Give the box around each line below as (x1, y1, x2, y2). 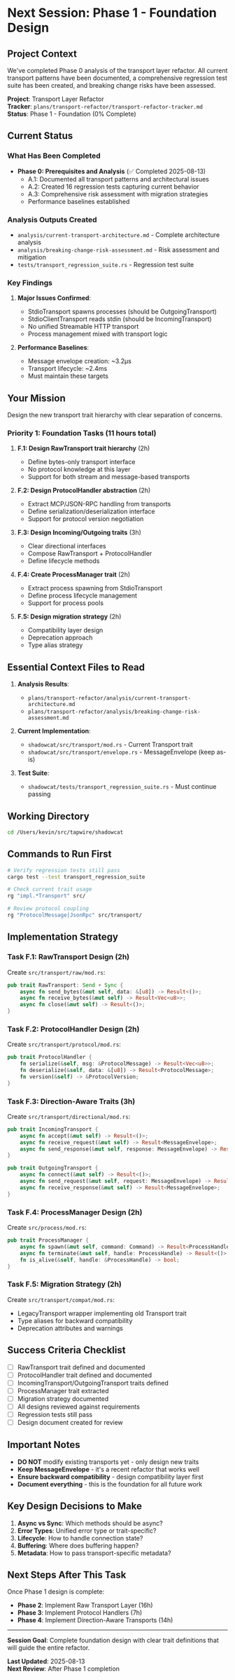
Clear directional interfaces (27, 542, 106, 550)
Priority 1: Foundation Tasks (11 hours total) (7, 428, 157, 438)
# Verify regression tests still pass (7, 867, 120, 874)
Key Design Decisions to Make (7, 1501, 142, 1512)
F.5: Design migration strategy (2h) (17, 612, 122, 621)
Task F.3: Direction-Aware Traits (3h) (7, 1096, 136, 1106)
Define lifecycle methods (27, 557, 100, 565)
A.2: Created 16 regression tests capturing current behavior (27, 182, 199, 191)
